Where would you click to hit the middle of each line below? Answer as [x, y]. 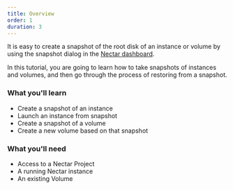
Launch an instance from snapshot [67, 115]
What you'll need [37, 149]
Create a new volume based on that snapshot [83, 131]
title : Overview [31, 14]
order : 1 [20, 20]
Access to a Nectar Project [56, 163]
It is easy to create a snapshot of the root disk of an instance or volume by [114, 47]
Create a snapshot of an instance [65, 108]
